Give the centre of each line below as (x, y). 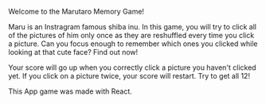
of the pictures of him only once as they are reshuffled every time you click (131, 35)
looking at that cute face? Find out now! (73, 52)
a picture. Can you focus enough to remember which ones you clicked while (133, 44)
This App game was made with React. (70, 91)
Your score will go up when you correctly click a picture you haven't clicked (132, 67)
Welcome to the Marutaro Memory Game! (76, 12)
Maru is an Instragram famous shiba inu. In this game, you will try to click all (133, 27)
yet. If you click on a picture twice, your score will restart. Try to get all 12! (129, 76)
